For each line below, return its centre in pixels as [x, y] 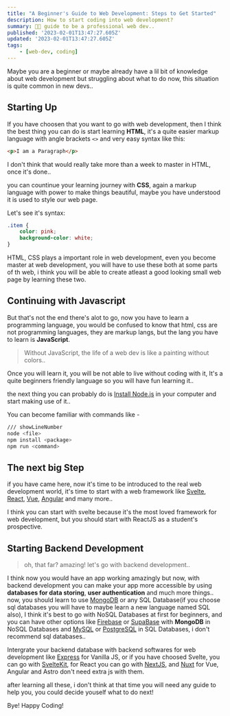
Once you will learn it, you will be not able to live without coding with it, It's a [115, 373]
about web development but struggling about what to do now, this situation [113, 78]
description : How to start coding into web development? [90, 20]
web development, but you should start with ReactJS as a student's [102, 520]
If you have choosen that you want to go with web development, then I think [114, 124]
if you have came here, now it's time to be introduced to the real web [104, 484]
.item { [18, 225]
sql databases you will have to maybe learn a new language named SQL [109, 607]
